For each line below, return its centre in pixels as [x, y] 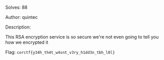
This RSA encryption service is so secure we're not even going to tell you [82, 37]
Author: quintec [22, 17]
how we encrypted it [27, 42]
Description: [18, 27]
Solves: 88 [17, 7]
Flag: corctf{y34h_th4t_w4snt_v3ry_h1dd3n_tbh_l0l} [60, 52]
